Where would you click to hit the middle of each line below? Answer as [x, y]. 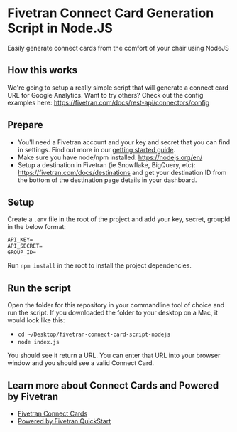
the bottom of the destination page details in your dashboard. [107, 180]
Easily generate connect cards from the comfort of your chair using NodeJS [118, 48]
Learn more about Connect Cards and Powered [113, 385]
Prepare [26, 125]
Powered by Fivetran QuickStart [64, 421]
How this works [43, 70]
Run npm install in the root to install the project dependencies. [99, 265]
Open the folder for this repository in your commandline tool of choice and [116, 305]
